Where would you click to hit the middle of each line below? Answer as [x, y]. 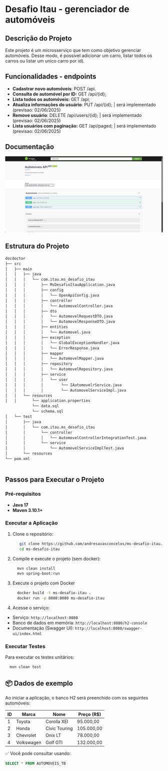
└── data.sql [45, 406]
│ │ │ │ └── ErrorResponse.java [52, 348]
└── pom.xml [17, 459]
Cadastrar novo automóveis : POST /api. [54, 88]
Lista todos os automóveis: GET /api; [51, 99]
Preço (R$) [90, 714]
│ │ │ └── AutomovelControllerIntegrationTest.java [76, 438]
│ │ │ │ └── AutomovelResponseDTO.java [60, 322]
